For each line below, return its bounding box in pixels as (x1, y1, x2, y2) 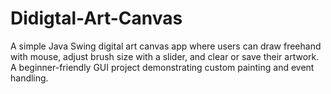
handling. (10, 72, 49, 84)
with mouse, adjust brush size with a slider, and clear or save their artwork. (10, 50, 320, 62)
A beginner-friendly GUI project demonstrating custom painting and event (10, 61, 315, 73)
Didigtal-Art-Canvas (10, 7, 183, 30)
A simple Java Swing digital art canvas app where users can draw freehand (10, 40, 322, 52)
